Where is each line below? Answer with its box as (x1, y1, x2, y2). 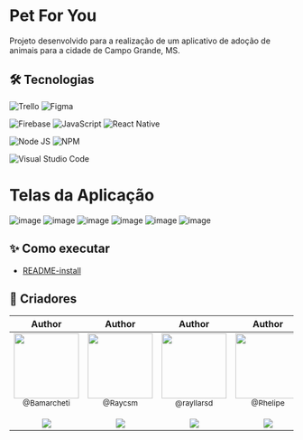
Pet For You (9, 5, 97, 26)
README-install (22, 265, 81, 276)
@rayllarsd (175, 398, 214, 408)
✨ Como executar (9, 241, 111, 257)
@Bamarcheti (22, 398, 70, 408)
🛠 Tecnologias (9, 72, 95, 88)
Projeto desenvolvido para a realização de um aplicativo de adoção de (9, 35, 271, 46)
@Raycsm (102, 398, 138, 408)
